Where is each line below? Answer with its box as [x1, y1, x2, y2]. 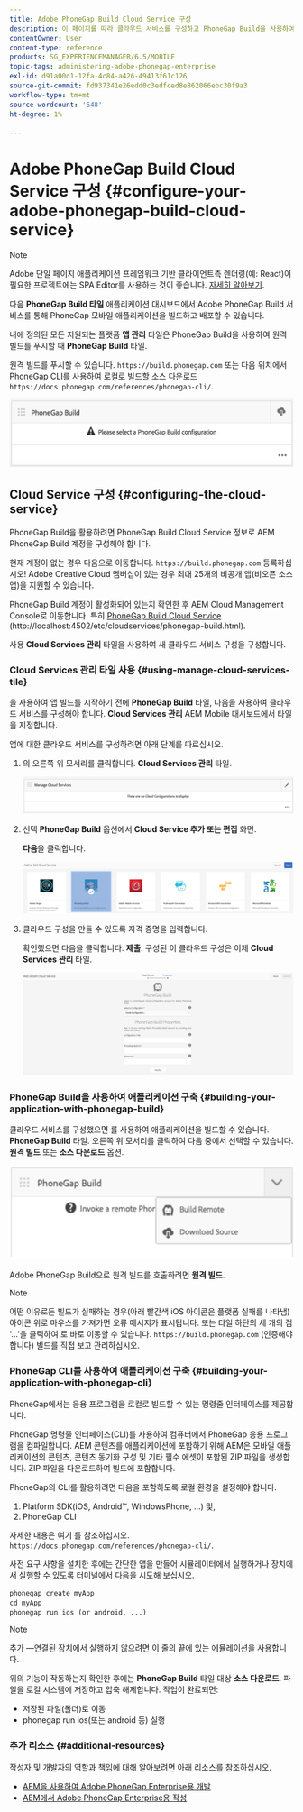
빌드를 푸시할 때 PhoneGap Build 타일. [9, 341, 148, 352]
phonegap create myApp [9, 1588, 95, 1597]
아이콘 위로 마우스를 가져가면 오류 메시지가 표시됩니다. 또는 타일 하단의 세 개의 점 [9, 1317, 293, 1329]
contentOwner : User [9, 33, 83, 42]
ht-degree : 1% [9, 109, 63, 119]
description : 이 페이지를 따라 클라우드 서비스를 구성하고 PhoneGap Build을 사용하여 [9, 23, 295, 33]
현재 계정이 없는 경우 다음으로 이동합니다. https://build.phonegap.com [9, 557, 262, 568]
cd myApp [9, 1598, 42, 1607]
